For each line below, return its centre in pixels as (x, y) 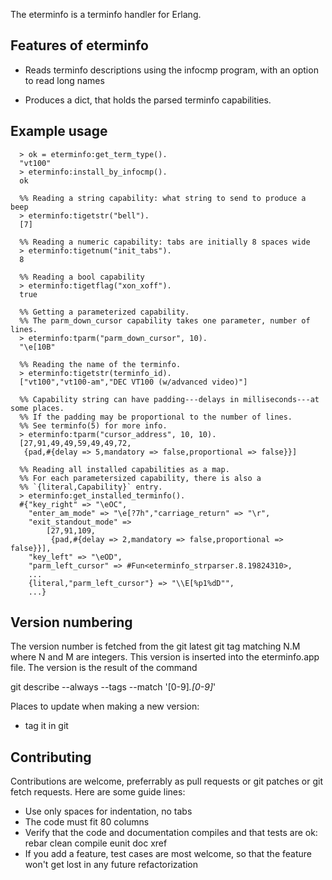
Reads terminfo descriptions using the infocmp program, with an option (171, 70)
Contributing (51, 757)
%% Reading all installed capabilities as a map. (124, 469)
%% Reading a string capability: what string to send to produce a (163, 198)
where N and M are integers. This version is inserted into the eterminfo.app (165, 657)
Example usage (59, 131)
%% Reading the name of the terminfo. (100, 364)
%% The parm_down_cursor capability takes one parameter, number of (165, 320)
